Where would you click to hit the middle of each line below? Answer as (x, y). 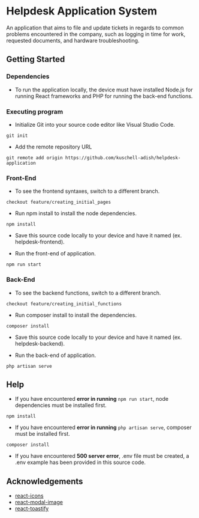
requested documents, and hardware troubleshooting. (73, 40)
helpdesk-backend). (40, 343)
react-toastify (32, 508)
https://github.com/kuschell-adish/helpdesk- (123, 157)
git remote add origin (34, 157)
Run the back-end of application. (55, 355)
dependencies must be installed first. (61, 405)
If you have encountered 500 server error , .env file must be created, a (102, 456)
